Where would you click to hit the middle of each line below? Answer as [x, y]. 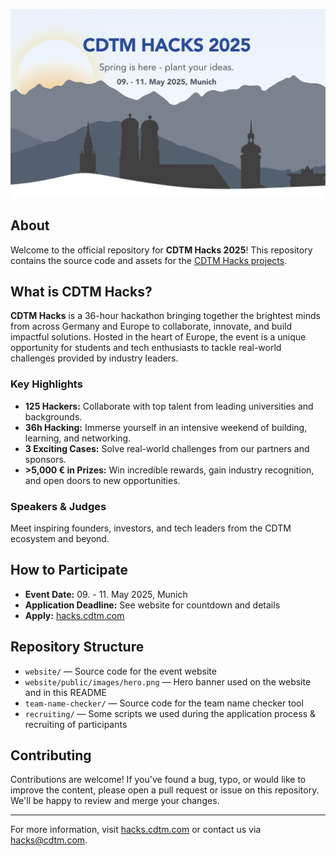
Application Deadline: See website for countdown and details [152, 605]
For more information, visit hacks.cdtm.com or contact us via [136, 830]
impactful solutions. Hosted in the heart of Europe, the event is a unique [158, 337]
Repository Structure [77, 647]
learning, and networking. [78, 438]
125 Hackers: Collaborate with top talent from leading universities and [169, 406]
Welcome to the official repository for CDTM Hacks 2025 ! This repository [161, 250]
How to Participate [69, 570]
